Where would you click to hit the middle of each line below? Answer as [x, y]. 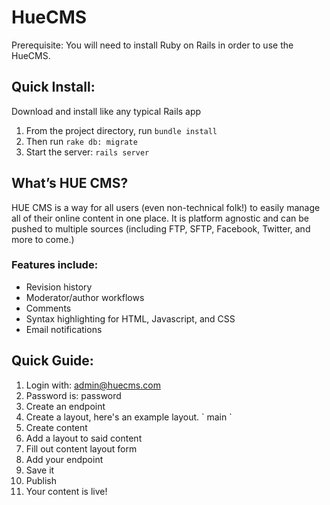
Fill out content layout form [81, 448]
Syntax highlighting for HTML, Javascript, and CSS [130, 318]
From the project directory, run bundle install [121, 130]
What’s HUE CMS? [70, 183]
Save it [40, 470]
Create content [56, 427]
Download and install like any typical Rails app [106, 111]
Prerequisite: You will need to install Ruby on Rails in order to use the [152, 45]
